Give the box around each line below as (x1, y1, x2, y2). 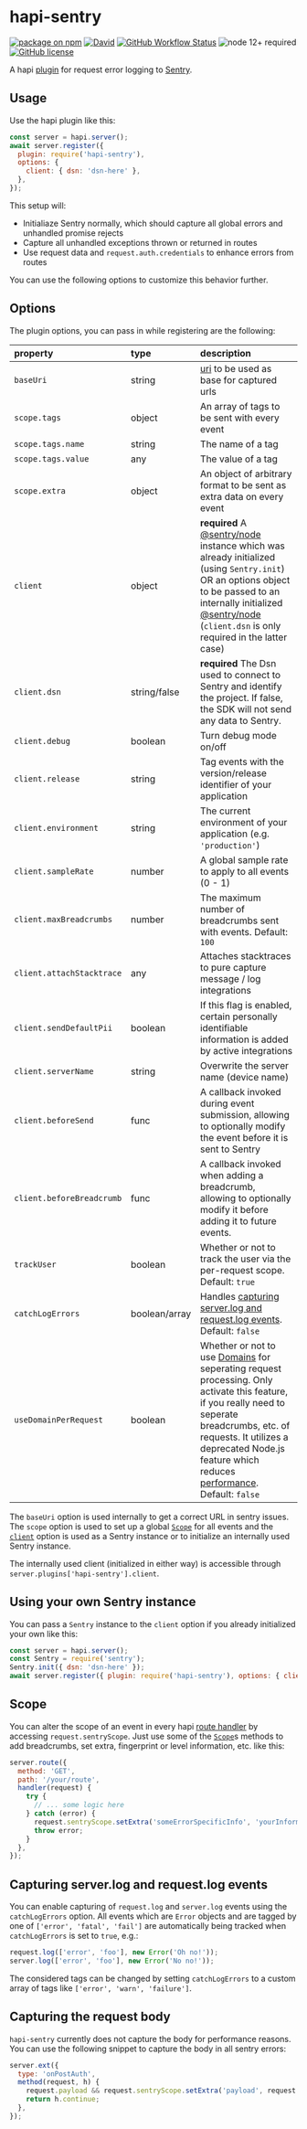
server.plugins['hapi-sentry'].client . (9, 1568, 160, 1579)
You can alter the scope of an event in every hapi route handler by (9, 1720, 259, 1731)
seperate (199, 1408, 239, 1421)
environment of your (199, 815, 288, 828)
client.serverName (14, 1066, 94, 1076)
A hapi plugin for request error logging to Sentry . (9, 64, 193, 75)
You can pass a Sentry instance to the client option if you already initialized (9, 1618, 296, 1629)
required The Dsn (199, 656, 277, 669)
